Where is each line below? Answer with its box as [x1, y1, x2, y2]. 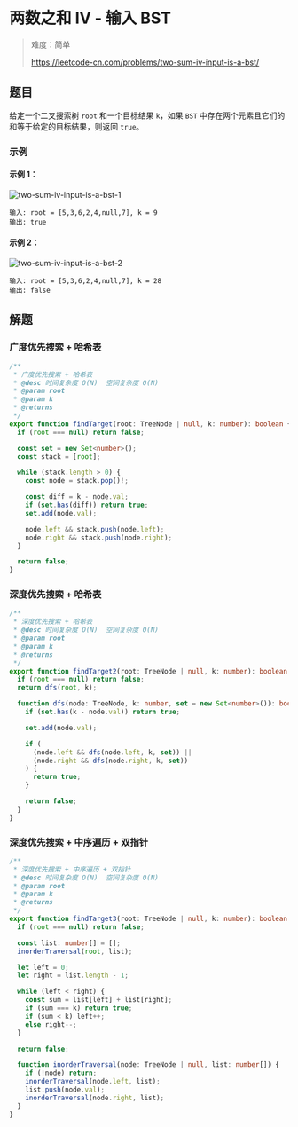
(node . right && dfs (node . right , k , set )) [32, 756, 189, 765]
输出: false [9, 286, 51, 296]
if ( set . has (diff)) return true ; [25, 500, 149, 510]
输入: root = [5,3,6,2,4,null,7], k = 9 [9, 208, 158, 217]
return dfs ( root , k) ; [17, 683, 98, 692]
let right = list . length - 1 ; [17, 971, 129, 981]
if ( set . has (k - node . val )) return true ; [25, 707, 180, 717]
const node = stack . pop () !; [25, 477, 129, 485]
